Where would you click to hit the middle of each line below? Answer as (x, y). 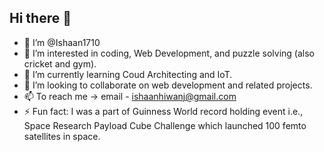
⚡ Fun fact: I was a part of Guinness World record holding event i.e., (163, 111)
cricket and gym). (60, 63)
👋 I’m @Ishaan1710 (62, 42)
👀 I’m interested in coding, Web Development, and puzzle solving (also (169, 53)
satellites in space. (62, 136)
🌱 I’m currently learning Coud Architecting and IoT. (128, 74)
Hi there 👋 (40, 18)
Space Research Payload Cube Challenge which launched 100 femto (165, 125)
